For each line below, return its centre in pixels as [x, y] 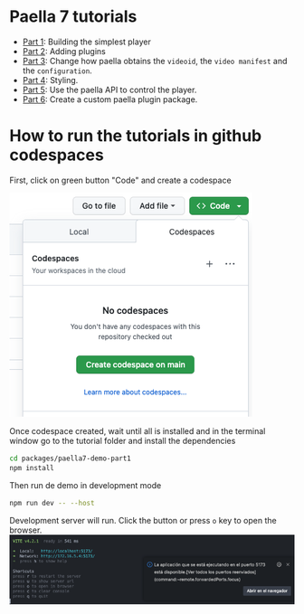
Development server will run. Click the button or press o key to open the [143, 520]
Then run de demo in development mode [85, 485]
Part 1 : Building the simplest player [86, 42]
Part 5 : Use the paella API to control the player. [109, 90]
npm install [32, 468]
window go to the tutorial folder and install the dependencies [123, 440]
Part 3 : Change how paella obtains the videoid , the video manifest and [155, 61]
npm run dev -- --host [52, 503]
